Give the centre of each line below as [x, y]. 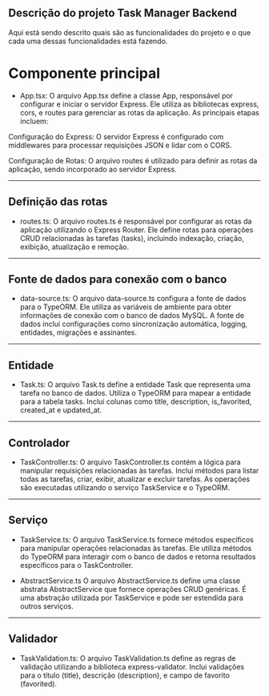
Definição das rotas [58, 202]
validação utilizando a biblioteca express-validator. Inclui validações [132, 666]
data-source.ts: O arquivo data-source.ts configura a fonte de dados [133, 299]
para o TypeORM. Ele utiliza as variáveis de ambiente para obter [126, 307]
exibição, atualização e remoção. [74, 247]
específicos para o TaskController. [76, 565]
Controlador [39, 443]
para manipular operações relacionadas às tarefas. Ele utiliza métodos [136, 548]
